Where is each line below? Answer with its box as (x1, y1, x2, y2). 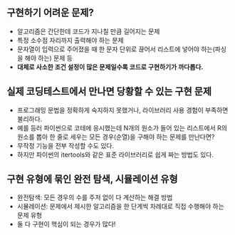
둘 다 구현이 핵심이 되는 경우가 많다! (16, 220, 116, 229)
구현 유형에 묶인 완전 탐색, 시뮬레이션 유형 (6, 173, 178, 185)
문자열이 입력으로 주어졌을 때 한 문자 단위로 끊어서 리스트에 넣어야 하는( (16, 45, 215, 53)
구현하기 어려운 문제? (6, 6, 94, 19)
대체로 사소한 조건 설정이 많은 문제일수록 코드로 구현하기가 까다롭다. (16, 63, 204, 71)
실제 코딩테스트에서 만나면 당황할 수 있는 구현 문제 (6, 85, 211, 98)
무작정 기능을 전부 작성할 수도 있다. (16, 141, 115, 150)
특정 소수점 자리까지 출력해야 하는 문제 (16, 36, 124, 44)
